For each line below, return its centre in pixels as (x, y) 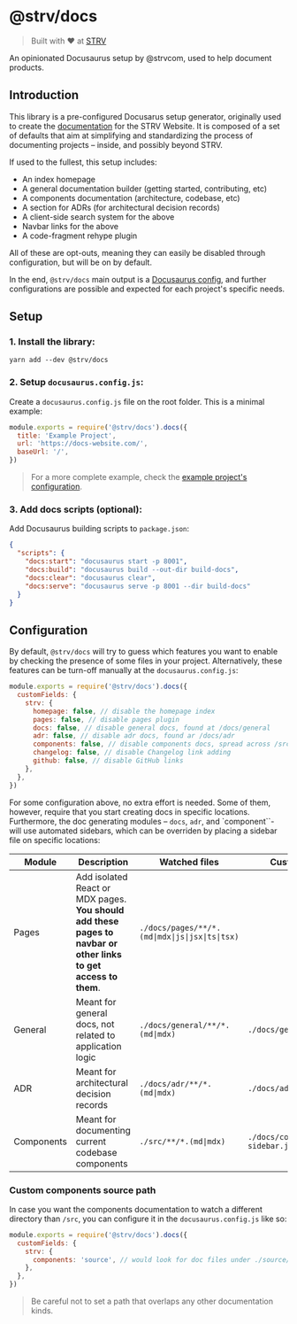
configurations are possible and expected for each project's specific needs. (147, 289)
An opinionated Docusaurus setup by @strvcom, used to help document (141, 58)
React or (93, 887)
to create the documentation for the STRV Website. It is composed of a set (145, 126)
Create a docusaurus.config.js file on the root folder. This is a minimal (137, 401)
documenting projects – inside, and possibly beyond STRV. (116, 144)
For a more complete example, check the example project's (139, 477)
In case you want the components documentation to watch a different (136, 1209)
